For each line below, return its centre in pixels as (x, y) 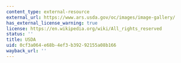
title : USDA (21, 40)
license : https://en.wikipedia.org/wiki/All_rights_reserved (84, 28)
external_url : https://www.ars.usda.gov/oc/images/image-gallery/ (91, 17)
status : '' (20, 34)
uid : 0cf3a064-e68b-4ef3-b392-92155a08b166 (61, 46)
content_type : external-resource (48, 12)
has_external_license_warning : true (52, 23)
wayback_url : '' (26, 51)
